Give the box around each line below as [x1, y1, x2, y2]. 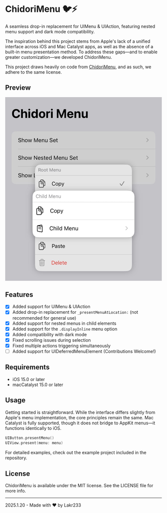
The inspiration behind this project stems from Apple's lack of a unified [5, 38, 151, 44]
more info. [5, 488, 26, 494]
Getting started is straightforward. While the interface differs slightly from [5, 409, 156, 415]
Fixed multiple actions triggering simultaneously [12, 343, 111, 349]
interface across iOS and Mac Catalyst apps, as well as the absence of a [5, 43, 154, 49]
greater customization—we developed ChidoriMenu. [5, 54, 112, 60]
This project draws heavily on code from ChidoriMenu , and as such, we [5, 64, 152, 70]
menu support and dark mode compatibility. [5, 28, 95, 34]
